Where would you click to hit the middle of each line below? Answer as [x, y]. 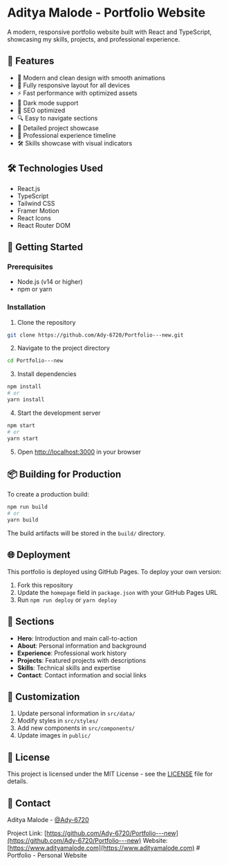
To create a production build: [48, 494]
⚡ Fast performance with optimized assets [77, 93]
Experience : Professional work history [72, 653]
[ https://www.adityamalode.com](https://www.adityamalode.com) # [104, 848]
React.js [29, 188]
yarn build [23, 520]
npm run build [28, 507]
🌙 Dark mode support [48, 102]
